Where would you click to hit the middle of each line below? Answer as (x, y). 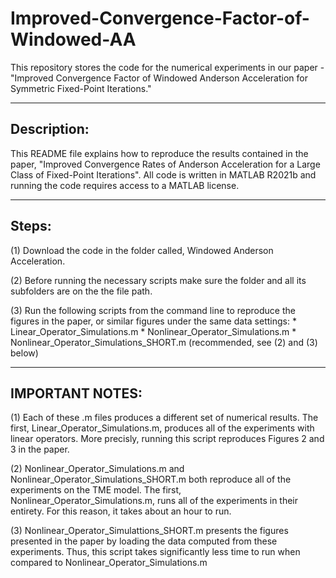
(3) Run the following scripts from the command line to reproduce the (153, 310)
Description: (50, 129)
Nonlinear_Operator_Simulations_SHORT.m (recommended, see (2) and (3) (164, 342)
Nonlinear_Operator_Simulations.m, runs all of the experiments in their (154, 501)
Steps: (31, 226)
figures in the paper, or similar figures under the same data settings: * (153, 321)
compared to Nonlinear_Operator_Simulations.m (109, 563)
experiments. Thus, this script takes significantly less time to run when (155, 552)
